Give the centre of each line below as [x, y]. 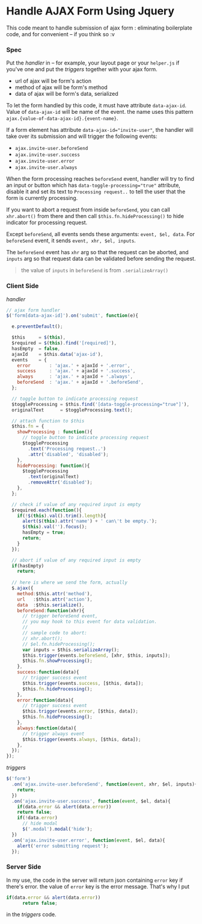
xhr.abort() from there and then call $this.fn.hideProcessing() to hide [95, 216]
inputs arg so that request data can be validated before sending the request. [101, 259]
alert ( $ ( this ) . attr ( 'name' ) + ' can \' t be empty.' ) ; [90, 521]
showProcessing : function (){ [55, 432]
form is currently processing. [42, 198]
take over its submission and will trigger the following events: [82, 136]
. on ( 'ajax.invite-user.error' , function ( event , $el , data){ [88, 840]
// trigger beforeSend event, [60, 616]
